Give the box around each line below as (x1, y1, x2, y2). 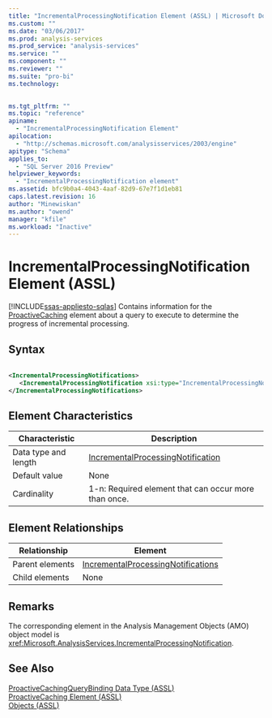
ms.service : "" (8, 49, 60, 58)
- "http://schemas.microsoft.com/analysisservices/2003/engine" (15, 140, 237, 148)
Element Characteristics (8, 409, 134, 423)
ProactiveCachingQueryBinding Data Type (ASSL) (8, 683, 175, 693)
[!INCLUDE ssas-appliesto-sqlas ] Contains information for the (8, 302, 213, 312)
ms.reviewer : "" (8, 65, 63, 73)
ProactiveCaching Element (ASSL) (8, 691, 122, 702)
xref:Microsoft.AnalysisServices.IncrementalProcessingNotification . (8, 638, 234, 647)
